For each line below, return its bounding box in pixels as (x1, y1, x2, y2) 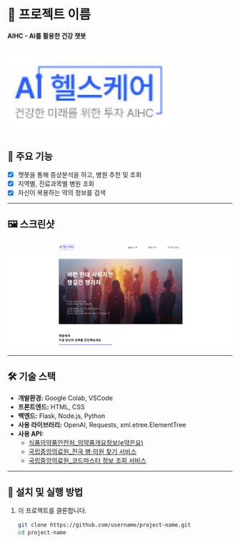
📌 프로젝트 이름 (7, 6, 91, 23)
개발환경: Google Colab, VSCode (17, 394, 113, 402)
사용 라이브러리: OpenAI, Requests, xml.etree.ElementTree (17, 421, 187, 429)
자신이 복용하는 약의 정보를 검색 (17, 189, 106, 197)
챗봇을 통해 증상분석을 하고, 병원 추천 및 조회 (17, 171, 142, 179)
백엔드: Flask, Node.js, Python (17, 412, 106, 420)
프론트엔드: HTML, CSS (17, 403, 85, 412)
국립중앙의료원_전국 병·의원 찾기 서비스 (28, 447, 137, 456)
